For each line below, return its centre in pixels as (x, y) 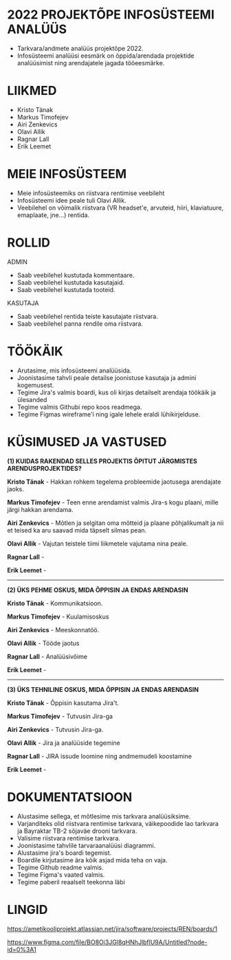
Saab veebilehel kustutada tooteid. (66, 289)
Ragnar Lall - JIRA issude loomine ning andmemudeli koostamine (100, 756)
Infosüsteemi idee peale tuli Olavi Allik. (71, 200)
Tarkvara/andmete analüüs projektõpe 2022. (80, 48)
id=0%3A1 (22, 949)
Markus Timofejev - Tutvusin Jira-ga (60, 716)
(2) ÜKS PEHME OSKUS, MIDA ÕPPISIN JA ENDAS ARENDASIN (98, 590)
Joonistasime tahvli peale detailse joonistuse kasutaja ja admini (107, 377)
